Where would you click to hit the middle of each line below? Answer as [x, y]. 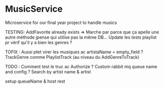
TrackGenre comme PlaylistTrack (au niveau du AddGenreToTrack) [72, 57]
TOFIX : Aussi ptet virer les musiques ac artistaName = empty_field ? [74, 52]
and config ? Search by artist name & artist [48, 71]
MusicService [34, 9]
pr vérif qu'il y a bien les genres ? [39, 42]
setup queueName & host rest [35, 81]
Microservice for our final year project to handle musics [61, 22]
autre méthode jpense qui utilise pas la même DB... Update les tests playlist [81, 37]
